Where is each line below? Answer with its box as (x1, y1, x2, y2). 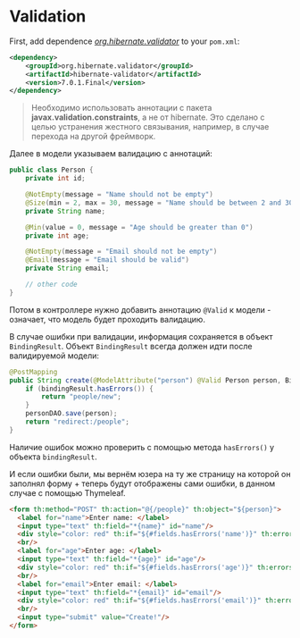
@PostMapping (9, 367, 58, 376)
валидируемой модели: (9, 350, 100, 361)
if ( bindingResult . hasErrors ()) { (25, 384, 154, 393)
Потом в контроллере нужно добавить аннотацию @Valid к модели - (9, 304, 271, 315)
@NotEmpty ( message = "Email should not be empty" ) (25, 248, 218, 256)
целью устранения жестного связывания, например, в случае (30, 122, 270, 132)
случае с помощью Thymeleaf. (9, 487, 127, 498)
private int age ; (25, 231, 90, 240)
